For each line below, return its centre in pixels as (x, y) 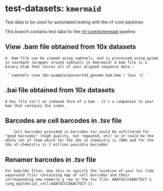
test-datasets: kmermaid (53, 9)
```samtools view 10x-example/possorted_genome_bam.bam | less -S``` (77, 75)
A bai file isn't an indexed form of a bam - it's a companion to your (79, 101)
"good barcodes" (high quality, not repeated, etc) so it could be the (79, 136)
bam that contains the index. (36, 106)
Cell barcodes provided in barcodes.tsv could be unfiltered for (82, 132)
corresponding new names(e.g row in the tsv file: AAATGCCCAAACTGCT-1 (78, 180)
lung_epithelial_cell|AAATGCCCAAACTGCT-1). (50, 184)
